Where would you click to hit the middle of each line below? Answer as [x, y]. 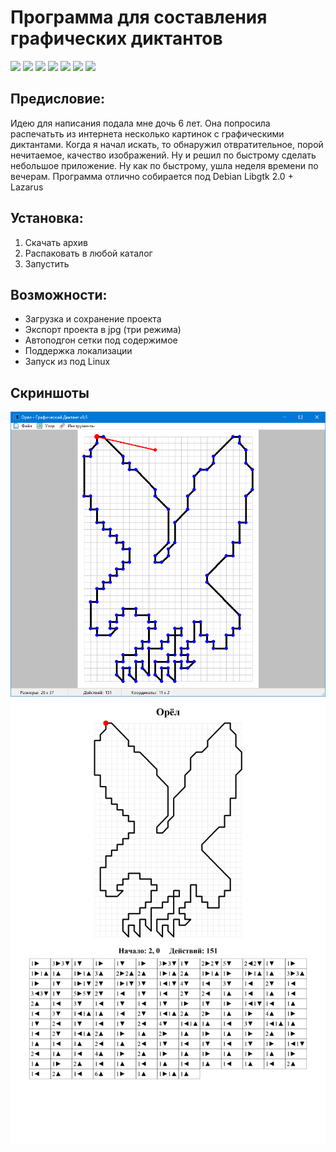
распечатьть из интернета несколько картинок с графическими [147, 133]
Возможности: [59, 294]
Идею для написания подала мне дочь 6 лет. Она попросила [140, 123]
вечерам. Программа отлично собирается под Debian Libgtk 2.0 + [152, 176]
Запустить [47, 263]
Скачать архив [56, 242]
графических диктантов [116, 38]
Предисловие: [58, 99]
